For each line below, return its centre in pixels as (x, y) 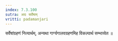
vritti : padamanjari (27, 19)
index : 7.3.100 (21, 10)
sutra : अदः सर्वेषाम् (21, 14)
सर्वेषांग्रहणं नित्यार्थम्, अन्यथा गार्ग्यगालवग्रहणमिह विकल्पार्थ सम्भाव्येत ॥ (59, 33)
